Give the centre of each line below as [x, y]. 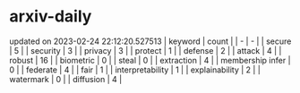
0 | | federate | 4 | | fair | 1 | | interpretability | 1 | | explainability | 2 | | [135, 70]
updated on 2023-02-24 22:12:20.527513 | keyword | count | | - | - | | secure [150, 41]
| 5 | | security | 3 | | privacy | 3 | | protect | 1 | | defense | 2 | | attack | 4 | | [146, 50]
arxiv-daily [51, 17]
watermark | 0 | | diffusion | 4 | [66, 79]
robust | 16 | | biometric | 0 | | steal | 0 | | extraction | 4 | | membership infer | [150, 60]
